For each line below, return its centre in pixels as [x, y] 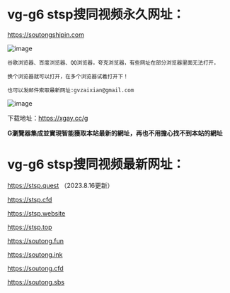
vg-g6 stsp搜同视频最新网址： [96, 165]
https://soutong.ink [35, 254]
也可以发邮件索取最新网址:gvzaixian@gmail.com [71, 90]
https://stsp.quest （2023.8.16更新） [61, 185]
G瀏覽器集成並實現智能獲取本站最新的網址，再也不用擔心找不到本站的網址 [115, 133]
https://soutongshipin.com [46, 34]
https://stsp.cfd [30, 199]
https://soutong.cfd [35, 268]
